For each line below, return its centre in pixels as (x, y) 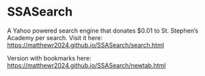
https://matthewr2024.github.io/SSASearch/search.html (86, 45)
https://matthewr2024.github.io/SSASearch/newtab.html (86, 65)
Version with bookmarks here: (49, 58)
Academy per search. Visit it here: (55, 37)
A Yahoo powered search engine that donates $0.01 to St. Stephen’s (103, 31)
